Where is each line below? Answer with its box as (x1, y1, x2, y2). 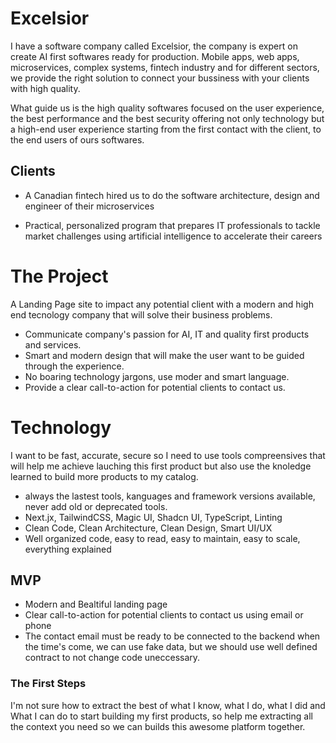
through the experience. (24, 360, 125, 372)
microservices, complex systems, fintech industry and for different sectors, (10, 61, 320, 73)
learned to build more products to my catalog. (10, 470, 199, 482)
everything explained (24, 543, 112, 555)
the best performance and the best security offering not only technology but (10, 112, 325, 124)
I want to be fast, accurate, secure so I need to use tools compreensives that (10, 449, 326, 461)
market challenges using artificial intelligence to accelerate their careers (24, 230, 323, 242)
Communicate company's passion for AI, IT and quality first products (24, 328, 310, 340)
